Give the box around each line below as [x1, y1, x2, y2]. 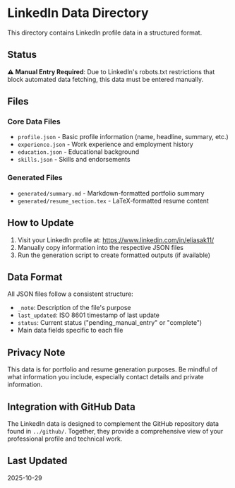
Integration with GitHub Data [7, 400, 135, 412]
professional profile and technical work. [7, 434, 123, 443]
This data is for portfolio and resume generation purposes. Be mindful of [7, 365, 218, 374]
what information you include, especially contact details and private [7, 373, 204, 381]
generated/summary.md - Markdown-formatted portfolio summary [17, 189, 205, 197]
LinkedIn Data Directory [7, 5, 150, 21]
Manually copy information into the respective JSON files [17, 243, 183, 251]
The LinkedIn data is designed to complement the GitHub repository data [7, 419, 219, 428]
